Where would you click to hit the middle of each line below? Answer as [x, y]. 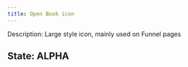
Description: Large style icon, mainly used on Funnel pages [94, 34]
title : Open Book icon [41, 14]
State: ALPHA [38, 56]
